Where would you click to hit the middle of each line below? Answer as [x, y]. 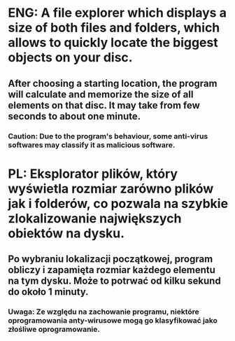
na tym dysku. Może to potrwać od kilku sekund [114, 281]
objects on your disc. [70, 58]
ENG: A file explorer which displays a [117, 13]
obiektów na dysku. [66, 233]
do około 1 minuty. [49, 292]
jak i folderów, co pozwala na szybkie [118, 203]
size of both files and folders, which [114, 28]
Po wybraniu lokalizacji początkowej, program [111, 259]
